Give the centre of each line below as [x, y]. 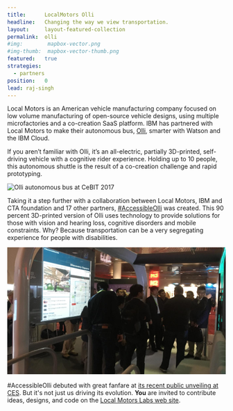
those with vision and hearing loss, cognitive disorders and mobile [102, 223]
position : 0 [28, 81]
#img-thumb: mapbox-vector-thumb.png [63, 51]
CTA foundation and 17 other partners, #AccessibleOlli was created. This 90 [115, 208]
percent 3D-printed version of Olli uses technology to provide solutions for [114, 216]
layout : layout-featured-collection [67, 29]
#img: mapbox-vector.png [54, 44]
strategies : [24, 66]
